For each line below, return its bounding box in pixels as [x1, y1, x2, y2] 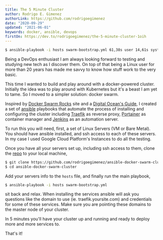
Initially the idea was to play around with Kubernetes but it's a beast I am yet [5, 86, 157, 92]
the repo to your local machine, [5, 150, 67, 156]
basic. [5, 71, 17, 78]
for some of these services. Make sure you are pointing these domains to [5, 202, 151, 208]
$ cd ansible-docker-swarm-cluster [5, 164, 77, 169]
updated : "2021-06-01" [5, 25, 51, 30]
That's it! [5, 231, 23, 237]
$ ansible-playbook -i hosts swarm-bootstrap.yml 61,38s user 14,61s [5, 47, 149, 52]
